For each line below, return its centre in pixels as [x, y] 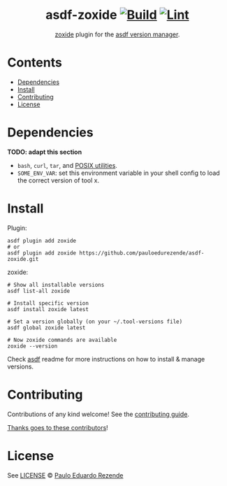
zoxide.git [23, 259]
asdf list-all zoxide [39, 291]
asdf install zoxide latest [48, 309]
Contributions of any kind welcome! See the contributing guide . [98, 414]
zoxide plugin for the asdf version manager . [117, 34]
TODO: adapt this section [45, 152]
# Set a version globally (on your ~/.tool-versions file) [95, 322]
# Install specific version [48, 303]
